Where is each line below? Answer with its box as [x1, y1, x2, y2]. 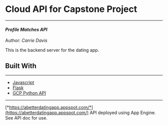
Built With [5, 61, 36, 70]
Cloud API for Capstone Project [5, 3, 137, 15]
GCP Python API [12, 90, 46, 96]
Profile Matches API [5, 26, 47, 32]
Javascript [12, 79, 34, 85]
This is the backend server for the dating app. [5, 47, 99, 53]
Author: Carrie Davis [5, 37, 47, 43]
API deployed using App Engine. [89, 110, 156, 116]
